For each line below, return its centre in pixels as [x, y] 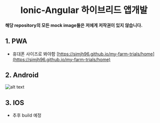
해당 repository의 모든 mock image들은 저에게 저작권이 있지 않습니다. [74, 25]
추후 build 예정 [27, 116]
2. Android [22, 75]
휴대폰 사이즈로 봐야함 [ [35, 54]
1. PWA [16, 41]
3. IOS [15, 103]
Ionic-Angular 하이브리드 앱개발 [84, 10]
